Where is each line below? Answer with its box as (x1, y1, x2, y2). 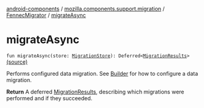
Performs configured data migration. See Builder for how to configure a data (6, 70, 199, 77)
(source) (6, 58, 28, 66)
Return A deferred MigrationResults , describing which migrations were (6, 88, 184, 95)
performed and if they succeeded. (6, 94, 93, 102)
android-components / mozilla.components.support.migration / (6, 5, 165, 12)
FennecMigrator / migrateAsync (6, 12, 87, 19)
